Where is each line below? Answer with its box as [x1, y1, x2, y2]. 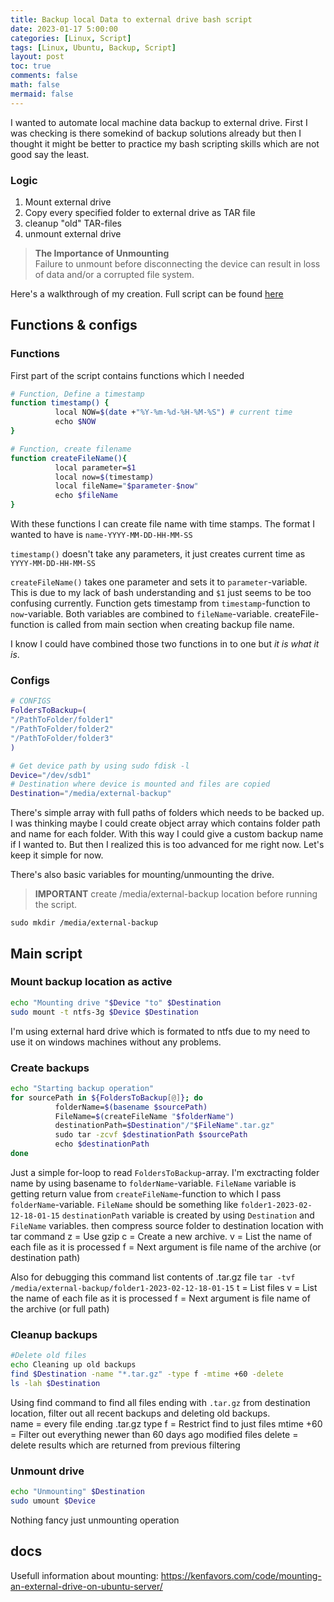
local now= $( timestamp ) [54, 472, 155, 482]
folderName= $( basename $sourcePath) [54, 1102, 208, 1112]
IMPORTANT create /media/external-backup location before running [34, 888, 318, 900]
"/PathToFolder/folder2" [10, 724, 114, 735]
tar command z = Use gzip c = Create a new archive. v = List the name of [10, 1230, 313, 1242]
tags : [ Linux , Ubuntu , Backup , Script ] [10, 42, 177, 53]
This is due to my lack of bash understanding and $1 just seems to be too [10, 587, 312, 599]
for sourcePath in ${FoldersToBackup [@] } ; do [10, 1092, 203, 1103]
